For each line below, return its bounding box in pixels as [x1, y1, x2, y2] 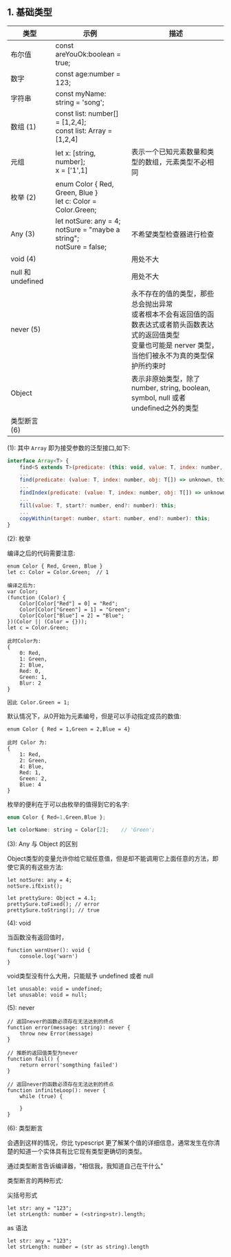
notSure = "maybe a [55, 224, 120, 234]
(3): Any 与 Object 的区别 [7, 840, 78, 848]
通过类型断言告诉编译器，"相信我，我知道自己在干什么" [7, 1162, 164, 1170]
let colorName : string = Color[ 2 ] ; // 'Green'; [7, 826, 155, 834]
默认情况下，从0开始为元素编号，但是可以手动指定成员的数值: [7, 712, 181, 720]
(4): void [7, 919, 32, 927]
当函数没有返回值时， [7, 933, 67, 941]
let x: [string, [55, 148, 96, 158]
